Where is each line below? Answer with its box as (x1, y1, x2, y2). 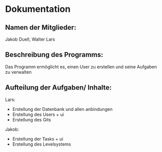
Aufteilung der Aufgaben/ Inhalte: (5, 83, 112, 92)
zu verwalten (5, 69, 32, 75)
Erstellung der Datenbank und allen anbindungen (12, 106, 113, 112)
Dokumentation (5, 3, 71, 15)
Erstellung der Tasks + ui (12, 136, 64, 142)
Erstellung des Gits (12, 116, 51, 122)
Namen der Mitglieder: (5, 23, 77, 32)
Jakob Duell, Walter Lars (5, 36, 56, 42)
